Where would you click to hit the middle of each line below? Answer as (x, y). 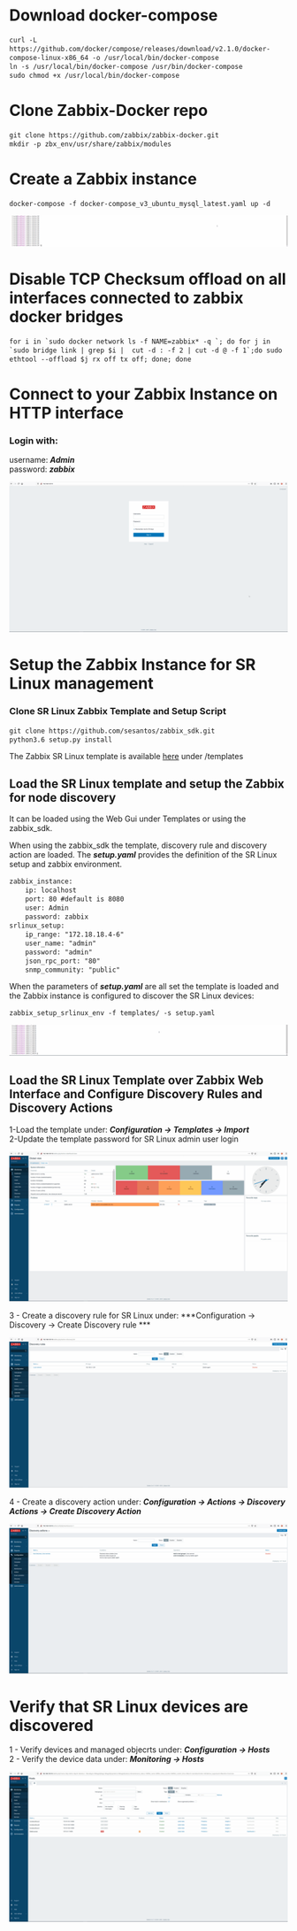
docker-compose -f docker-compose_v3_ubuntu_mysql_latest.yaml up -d (140, 204)
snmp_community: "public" (73, 970)
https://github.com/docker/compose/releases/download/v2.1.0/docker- (140, 49)
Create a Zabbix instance (103, 179)
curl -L (23, 40)
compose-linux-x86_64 (49, 58)
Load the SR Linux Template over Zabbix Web (136, 1081)
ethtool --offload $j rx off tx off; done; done (100, 359)
